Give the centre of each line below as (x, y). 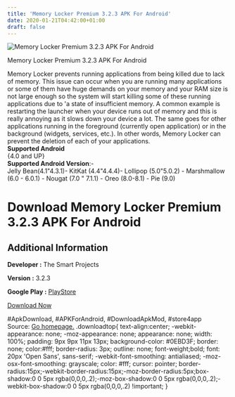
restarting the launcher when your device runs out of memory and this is (112, 111)
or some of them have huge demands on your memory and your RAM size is (118, 89)
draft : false (26, 27)
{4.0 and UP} (26, 156)
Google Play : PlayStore (42, 292)
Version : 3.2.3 (29, 278)
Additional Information (58, 248)
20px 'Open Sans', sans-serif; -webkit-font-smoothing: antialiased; (104, 356)
